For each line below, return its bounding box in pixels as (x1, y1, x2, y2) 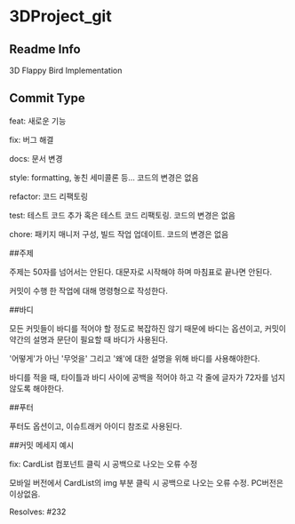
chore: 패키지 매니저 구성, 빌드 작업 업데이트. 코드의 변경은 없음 (9, 228, 229, 239)
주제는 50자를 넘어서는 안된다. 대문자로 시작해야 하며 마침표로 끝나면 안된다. (9, 266, 273, 277)
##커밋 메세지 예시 (9, 440, 74, 450)
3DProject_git (9, 6, 113, 27)
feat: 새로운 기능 (9, 115, 67, 126)
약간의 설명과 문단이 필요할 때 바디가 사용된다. (9, 334, 169, 345)
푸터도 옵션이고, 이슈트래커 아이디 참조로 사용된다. (9, 420, 183, 432)
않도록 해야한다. (9, 383, 65, 393)
